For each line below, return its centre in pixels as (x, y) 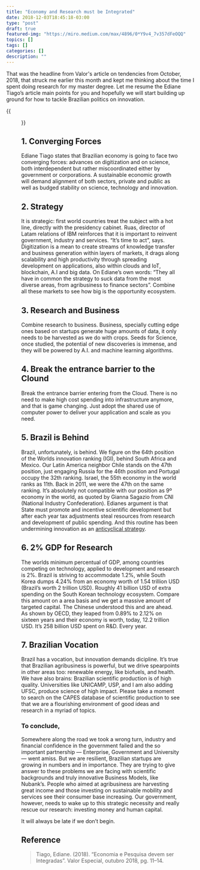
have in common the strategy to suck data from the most (91, 279)
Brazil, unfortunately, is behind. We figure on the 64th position (98, 452)
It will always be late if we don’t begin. (68, 821)
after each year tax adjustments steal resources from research (98, 516)
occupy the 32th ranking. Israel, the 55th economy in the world (99, 477)
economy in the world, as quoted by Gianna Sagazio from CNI (97, 497)
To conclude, (41, 726)
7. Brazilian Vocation (60, 645)
